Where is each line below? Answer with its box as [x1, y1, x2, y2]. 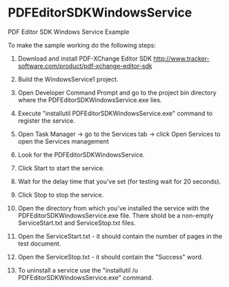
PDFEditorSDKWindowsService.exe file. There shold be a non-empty [17, 211, 214, 219]
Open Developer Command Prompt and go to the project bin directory [17, 88, 217, 97]
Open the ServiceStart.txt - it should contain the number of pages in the [17, 232, 223, 240]
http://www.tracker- [153, 54, 210, 63]
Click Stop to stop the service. [17, 190, 104, 199]
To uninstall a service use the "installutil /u [17, 266, 139, 274]
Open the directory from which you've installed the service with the [17, 204, 210, 212]
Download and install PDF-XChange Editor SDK [17, 54, 152, 63]
